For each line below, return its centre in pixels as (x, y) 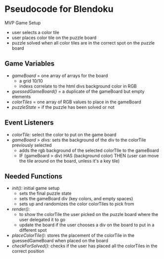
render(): (21, 209)
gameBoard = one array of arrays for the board (60, 76)
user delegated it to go (42, 220)
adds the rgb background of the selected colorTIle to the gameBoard (89, 150)
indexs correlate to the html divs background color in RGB (78, 86)
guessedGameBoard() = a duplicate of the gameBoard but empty (78, 91)
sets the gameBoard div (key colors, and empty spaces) (76, 199)
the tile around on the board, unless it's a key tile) (69, 161)
